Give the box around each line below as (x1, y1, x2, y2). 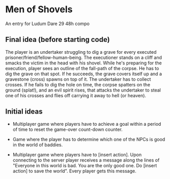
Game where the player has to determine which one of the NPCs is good (12, 136, 165, 142)
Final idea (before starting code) (5, 35, 110, 44)
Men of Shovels (5, 4, 73, 15)
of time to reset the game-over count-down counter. (12, 126, 123, 132)
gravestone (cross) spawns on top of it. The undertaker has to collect (5, 76, 152, 82)
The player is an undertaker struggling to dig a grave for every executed (5, 49, 157, 55)
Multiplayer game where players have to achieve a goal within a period (12, 121, 161, 127)
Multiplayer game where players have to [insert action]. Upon (12, 151, 142, 158)
